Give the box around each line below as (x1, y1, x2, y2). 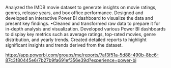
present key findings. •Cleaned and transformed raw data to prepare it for (5, 20, 160, 26)
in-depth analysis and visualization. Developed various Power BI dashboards (5, 26, 166, 32)
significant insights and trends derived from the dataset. (5, 42, 123, 48)
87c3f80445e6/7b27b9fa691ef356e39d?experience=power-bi (5, 57, 136, 63)
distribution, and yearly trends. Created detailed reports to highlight (5, 37, 147, 43)
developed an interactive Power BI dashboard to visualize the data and (5, 15, 153, 21)
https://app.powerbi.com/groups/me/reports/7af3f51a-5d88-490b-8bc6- (5, 52, 159, 58)
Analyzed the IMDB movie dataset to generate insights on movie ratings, (5, 5, 157, 10)
